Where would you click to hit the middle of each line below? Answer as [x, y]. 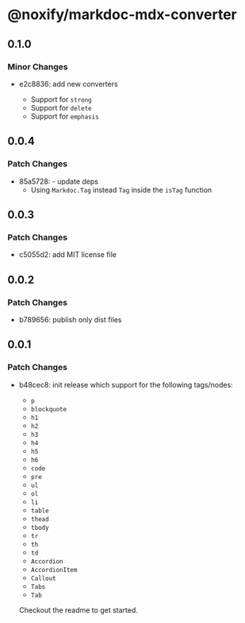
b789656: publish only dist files [70, 319]
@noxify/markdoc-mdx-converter [122, 15]
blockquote [49, 409]
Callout [43, 578]
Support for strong [61, 99]
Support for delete [61, 107]
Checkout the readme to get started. [78, 609]
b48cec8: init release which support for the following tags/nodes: [126, 384]
